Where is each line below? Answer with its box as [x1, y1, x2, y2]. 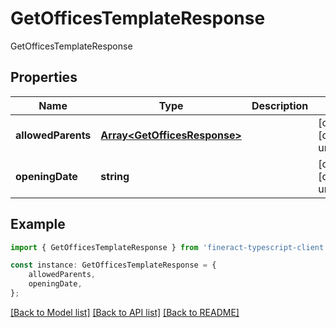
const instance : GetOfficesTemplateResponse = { [10, 260, 217, 271]
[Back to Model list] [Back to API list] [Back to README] [10, 306, 240, 318]
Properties [10, 69, 78, 86]
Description [251, 98, 309, 112]
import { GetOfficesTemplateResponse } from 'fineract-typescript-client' [10, 242, 329, 252]
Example [10, 216, 66, 233]
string [100, 169, 130, 183]
